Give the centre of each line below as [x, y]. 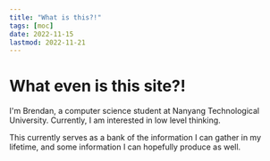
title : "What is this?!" [55, 17]
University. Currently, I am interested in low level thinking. [115, 120]
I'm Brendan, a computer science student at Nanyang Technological [135, 111]
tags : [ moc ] [31, 26]
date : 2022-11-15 [42, 34]
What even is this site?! [97, 86]
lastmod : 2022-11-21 [48, 42]
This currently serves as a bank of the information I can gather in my [135, 138]
